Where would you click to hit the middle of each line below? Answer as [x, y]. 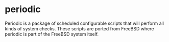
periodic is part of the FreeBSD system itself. [52, 34]
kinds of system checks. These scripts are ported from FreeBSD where [79, 28]
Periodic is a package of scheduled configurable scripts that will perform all [84, 23]
